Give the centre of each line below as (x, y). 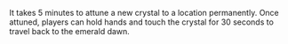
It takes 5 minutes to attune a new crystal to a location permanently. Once (144, 13)
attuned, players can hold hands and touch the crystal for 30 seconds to (141, 22)
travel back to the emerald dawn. (70, 31)
